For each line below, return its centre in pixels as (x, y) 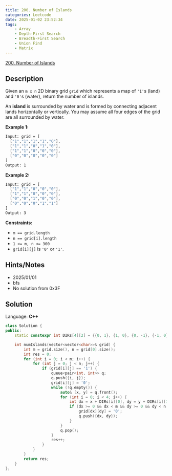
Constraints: (19, 223)
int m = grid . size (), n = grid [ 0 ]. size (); (70, 349)
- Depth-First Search (37, 34)
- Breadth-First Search (40, 39)
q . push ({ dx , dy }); (98, 416)
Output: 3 (16, 213)
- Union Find (28, 44)
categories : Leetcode (28, 15)
